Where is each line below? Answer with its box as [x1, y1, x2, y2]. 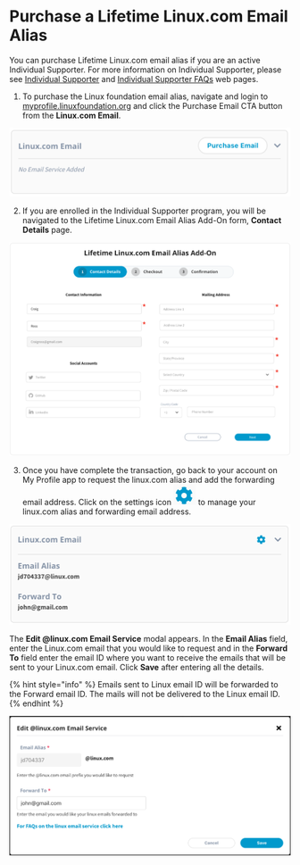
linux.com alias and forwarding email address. [21, 506, 192, 517]
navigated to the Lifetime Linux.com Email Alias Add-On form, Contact [21, 214, 282, 225]
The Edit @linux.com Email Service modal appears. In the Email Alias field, [9, 633, 288, 644]
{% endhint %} [9, 698, 64, 709]
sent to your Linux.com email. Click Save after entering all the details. [9, 661, 264, 672]
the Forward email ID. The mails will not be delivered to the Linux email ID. [9, 688, 281, 699]
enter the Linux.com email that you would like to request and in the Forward [9, 643, 288, 653]
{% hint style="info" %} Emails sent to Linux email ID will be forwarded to [9, 678, 279, 689]
